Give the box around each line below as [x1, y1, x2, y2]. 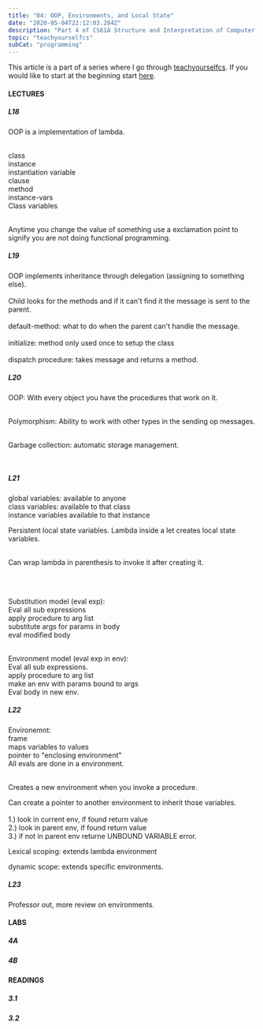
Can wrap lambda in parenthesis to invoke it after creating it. [8, 557, 204, 567]
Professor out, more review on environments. [8, 900, 155, 909]
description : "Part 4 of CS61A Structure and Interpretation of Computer [8, 26, 256, 34]
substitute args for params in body [8, 621, 120, 631]
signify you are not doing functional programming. [8, 233, 171, 242]
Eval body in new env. [8, 687, 80, 697]
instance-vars [8, 193, 54, 202]
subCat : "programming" [8, 41, 83, 49]
